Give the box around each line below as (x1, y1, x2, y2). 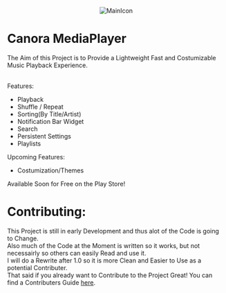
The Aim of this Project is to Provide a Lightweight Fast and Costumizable (7, 53, 216, 62)
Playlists (17, 139, 41, 148)
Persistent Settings (17, 132, 71, 140)
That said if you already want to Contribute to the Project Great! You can (7, 271, 213, 279)
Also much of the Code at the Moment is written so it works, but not (7, 241, 200, 249)
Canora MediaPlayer (7, 31, 126, 46)
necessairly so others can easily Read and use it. (7, 249, 147, 257)
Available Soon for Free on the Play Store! (7, 179, 126, 188)
